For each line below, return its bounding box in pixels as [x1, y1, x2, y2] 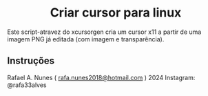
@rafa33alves [7, 81, 47, 89]
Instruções [7, 55, 55, 67]
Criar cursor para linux [50, 5, 182, 21]
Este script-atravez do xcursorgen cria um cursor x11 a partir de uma [7, 28, 202, 36]
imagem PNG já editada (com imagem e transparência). [7, 35, 165, 43]
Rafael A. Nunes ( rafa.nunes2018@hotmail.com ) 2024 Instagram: [7, 73, 196, 81]
